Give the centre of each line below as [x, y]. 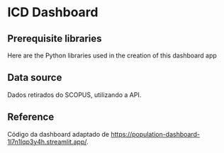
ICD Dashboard [53, 12]
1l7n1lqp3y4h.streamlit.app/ [47, 142]
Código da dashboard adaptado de [58, 134]
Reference [31, 117]
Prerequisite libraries [55, 39]
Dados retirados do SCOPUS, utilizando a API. [74, 95]
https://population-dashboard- [156, 134]
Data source [35, 78]
